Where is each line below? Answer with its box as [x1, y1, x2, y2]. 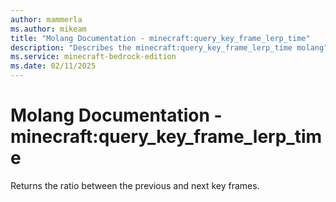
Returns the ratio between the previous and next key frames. [10, 179, 260, 191]
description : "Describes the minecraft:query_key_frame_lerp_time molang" [10, 42, 329, 53]
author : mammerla [10, 14, 83, 25]
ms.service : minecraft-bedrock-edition [10, 52, 177, 62]
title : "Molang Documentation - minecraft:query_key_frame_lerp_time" [10, 33, 311, 43]
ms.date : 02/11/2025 [10, 61, 97, 71]
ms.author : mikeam [10, 24, 87, 34]
